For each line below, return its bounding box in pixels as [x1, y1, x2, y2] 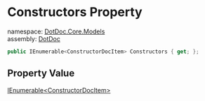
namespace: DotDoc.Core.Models [7, 27, 105, 36]
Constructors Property [7, 4, 143, 20]
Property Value [7, 68, 75, 79]
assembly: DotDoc [7, 34, 61, 42]
